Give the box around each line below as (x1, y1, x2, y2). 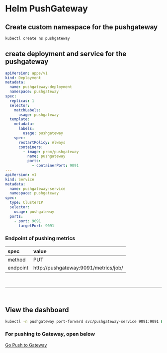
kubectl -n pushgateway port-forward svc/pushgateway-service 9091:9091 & (5, 319, 164, 324)
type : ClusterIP (9, 200, 43, 205)
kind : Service (5, 177, 35, 182)
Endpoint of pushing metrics (5, 235, 76, 242)
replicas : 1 (9, 98, 35, 103)
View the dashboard (5, 306, 69, 314)
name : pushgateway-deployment (9, 85, 72, 89)
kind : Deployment (5, 75, 41, 80)
